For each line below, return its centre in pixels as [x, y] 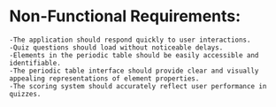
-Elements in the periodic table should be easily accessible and [134, 55]
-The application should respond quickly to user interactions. [130, 40]
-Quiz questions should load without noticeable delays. [116, 47]
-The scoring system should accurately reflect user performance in [138, 86]
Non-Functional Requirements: [125, 16]
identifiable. [35, 63]
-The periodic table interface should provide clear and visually [134, 71]
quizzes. [25, 94]
